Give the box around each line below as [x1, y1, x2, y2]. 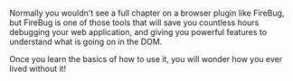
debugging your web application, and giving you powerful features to [9, 27, 268, 37]
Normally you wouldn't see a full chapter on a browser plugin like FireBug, [9, 8, 285, 18]
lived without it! [9, 63, 66, 74]
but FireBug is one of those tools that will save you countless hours [9, 17, 260, 28]
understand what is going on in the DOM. [9, 36, 163, 47]
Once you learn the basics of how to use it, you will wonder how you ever [9, 54, 283, 64]
